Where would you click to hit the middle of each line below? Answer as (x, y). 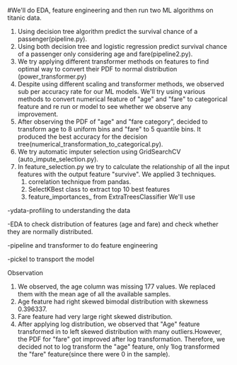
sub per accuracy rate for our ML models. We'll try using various (111, 92)
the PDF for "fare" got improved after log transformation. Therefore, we (121, 339)
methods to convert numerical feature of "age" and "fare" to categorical (122, 99)
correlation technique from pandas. (80, 182)
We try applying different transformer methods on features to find (113, 62)
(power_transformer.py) (52, 76)
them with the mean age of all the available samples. (94, 294)
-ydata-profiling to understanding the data (69, 210)
